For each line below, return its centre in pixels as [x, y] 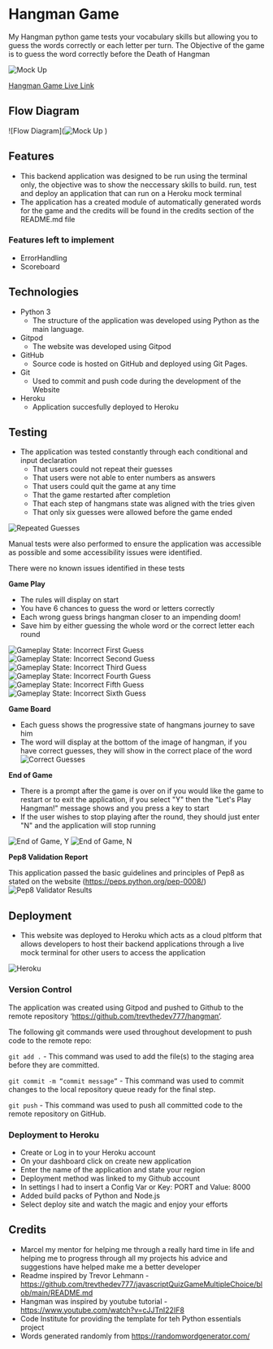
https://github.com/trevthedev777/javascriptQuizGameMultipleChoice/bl [141, 1284]
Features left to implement [62, 240]
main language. [58, 329]
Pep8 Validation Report [48, 857]
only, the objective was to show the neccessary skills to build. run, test [139, 185]
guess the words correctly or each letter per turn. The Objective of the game [136, 45]
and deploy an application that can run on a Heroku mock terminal [131, 193]
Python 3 [35, 312]
